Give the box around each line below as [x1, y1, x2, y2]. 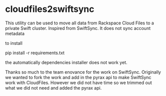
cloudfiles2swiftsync [5, 3, 94, 15]
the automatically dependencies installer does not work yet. [5, 59, 128, 65]
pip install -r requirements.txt [5, 50, 65, 56]
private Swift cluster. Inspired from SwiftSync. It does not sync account [5, 25, 151, 31]
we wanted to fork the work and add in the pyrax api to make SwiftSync [5, 74, 152, 80]
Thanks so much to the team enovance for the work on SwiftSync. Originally [5, 69, 162, 75]
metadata [5, 30, 25, 36]
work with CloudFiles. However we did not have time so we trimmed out [5, 80, 153, 86]
